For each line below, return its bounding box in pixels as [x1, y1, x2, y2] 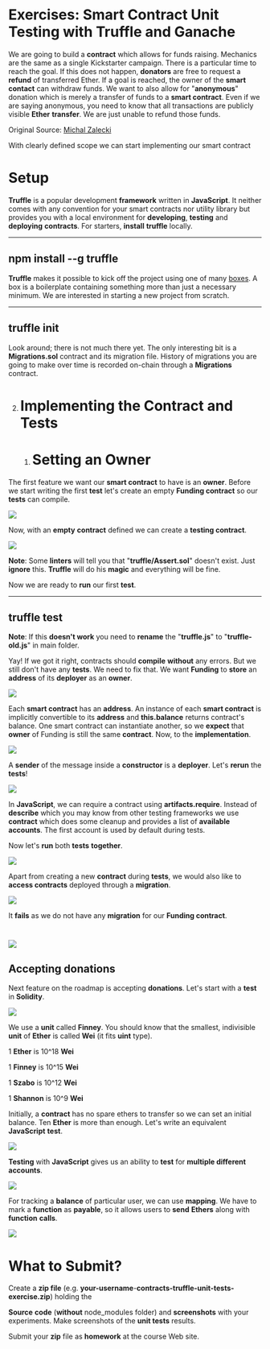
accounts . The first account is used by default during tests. [8, 826, 206, 835]
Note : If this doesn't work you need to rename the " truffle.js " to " [8, 632, 228, 642]
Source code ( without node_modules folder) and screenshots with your [8, 1307, 249, 1318]
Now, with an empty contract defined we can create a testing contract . [8, 525, 247, 535]
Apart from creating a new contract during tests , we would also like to [8, 871, 242, 881]
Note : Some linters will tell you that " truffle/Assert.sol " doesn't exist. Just [8, 556, 256, 565]
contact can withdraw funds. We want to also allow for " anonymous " [8, 83, 239, 93]
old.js [8, 640, 28, 650]
